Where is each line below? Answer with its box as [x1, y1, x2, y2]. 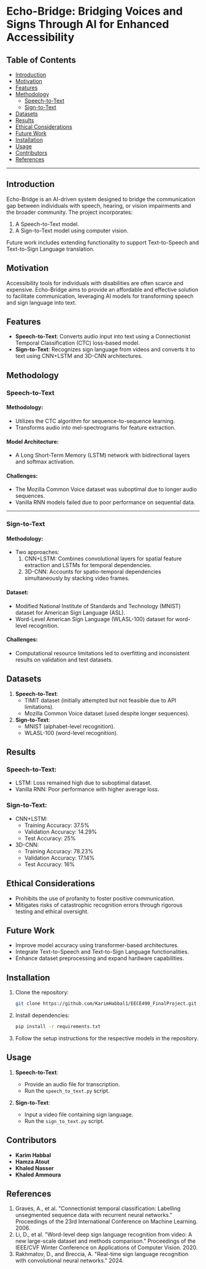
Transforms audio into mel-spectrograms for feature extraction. [15, 424, 176, 431]
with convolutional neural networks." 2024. [15, 1257, 124, 1264]
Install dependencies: [15, 1012, 70, 1019]
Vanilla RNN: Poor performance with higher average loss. [15, 786, 159, 793]
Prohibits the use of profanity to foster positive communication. [15, 894, 175, 902]
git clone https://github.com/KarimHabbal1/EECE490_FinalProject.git [15, 1000, 197, 1007]
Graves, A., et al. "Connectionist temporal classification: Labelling [15, 1205, 181, 1212]
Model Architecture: [6, 438, 59, 445]
